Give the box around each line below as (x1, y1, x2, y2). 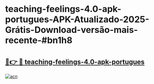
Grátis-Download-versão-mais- (5, 25, 138, 35)
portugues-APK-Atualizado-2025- (5, 14, 150, 25)
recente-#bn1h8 (5, 35, 73, 46)
